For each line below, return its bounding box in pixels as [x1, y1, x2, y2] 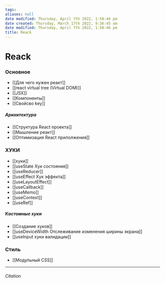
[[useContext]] [12, 194, 42, 200]
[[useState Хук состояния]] [12, 163, 69, 169]
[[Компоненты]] [12, 95, 46, 101]
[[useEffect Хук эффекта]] [12, 174, 66, 180]
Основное [5, 69, 30, 76]
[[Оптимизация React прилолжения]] [12, 134, 90, 140]
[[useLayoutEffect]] [12, 179, 52, 184]
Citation [5, 273, 21, 279]
